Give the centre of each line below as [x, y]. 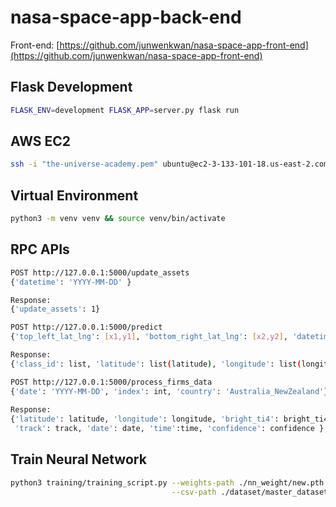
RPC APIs [40, 249]
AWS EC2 [41, 141]
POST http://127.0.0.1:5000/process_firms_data [111, 382]
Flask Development [71, 87]
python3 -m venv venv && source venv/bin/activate [118, 219]
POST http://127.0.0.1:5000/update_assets [100, 272]
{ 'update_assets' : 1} [55, 309]
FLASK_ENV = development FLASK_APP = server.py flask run [125, 110]
